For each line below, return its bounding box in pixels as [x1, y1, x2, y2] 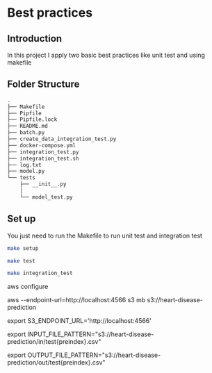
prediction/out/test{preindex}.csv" [7, 358, 106, 367]
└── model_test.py [19, 193, 73, 201]
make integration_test [7, 270, 73, 277]
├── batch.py [7, 129, 45, 136]
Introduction [7, 33, 63, 44]
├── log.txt [7, 161, 42, 168]
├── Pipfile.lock [7, 116, 58, 123]
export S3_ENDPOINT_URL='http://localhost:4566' [7, 317, 152, 325]
